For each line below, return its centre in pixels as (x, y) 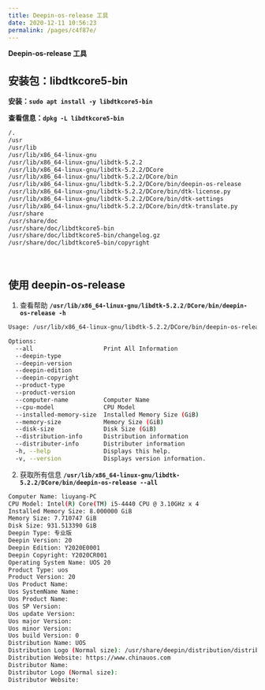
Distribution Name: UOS (47, 643)
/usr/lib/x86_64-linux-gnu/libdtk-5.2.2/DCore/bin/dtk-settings (116, 199)
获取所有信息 (40, 475)
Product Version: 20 (42, 577)
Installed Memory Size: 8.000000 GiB (70, 511)
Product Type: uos (38, 570)
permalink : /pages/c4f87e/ (52, 30)
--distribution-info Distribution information (102, 437)
